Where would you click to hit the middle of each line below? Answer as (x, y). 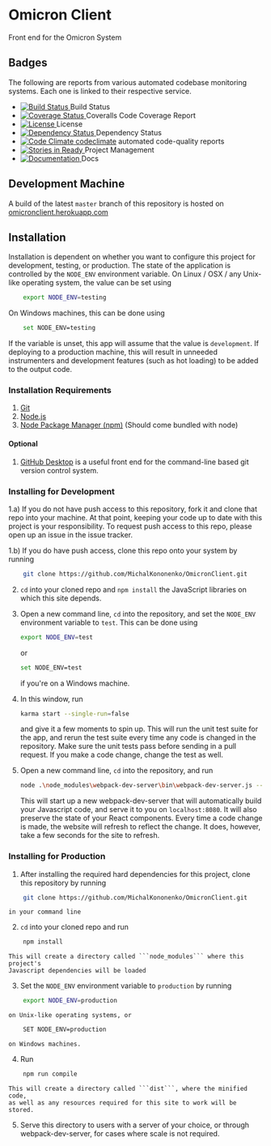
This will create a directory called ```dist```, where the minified (128, 1088)
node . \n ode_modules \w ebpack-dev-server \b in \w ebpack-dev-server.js (136, 785)
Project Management (120, 150)
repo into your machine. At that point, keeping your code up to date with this (135, 517)
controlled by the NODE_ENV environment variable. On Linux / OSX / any (125, 274)
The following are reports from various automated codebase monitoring (128, 82)
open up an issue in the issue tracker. (71, 535)
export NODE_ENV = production (70, 1001)
